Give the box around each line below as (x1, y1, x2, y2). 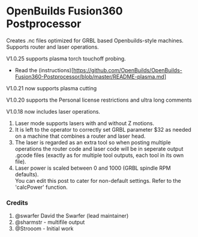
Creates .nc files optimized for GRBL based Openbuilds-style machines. (6, 37, 184, 44)
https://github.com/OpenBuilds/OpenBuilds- (73, 66, 182, 73)
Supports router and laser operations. (6, 43, 99, 51)
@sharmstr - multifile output (14, 218, 85, 226)
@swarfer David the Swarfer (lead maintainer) (14, 212, 129, 220)
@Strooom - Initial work (14, 225, 74, 232)
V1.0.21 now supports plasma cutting (6, 84, 97, 91)
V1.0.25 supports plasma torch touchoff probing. (6, 55, 126, 62)
